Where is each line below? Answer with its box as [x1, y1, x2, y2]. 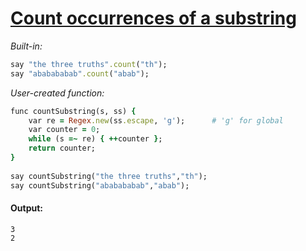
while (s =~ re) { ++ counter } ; [28, 134, 163, 144]
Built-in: [10, 40, 43, 52]
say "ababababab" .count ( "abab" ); [10, 68, 150, 79]
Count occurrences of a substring [10, 7, 297, 30]
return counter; [28, 143, 97, 154]
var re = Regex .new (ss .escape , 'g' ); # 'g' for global [28, 115, 284, 126]
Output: [10, 202, 43, 214]
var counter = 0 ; [28, 125, 101, 135]
